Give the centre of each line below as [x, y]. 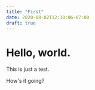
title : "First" [25, 12]
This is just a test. [28, 69]
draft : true [21, 23]
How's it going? [25, 81]
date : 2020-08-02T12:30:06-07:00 [48, 17]
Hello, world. [39, 52]
